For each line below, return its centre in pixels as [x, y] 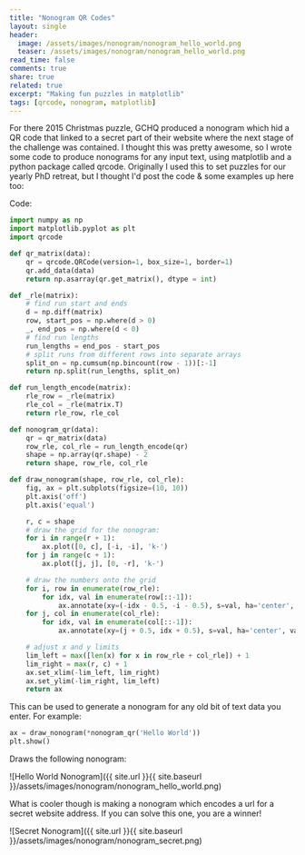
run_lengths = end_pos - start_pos [93, 346]
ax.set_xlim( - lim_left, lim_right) [93, 672]
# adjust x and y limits [73, 647]
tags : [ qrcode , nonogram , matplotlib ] [83, 102]
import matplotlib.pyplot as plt [73, 229]
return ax [44, 690]
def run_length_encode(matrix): [70, 388]
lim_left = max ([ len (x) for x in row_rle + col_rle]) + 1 [138, 655]
